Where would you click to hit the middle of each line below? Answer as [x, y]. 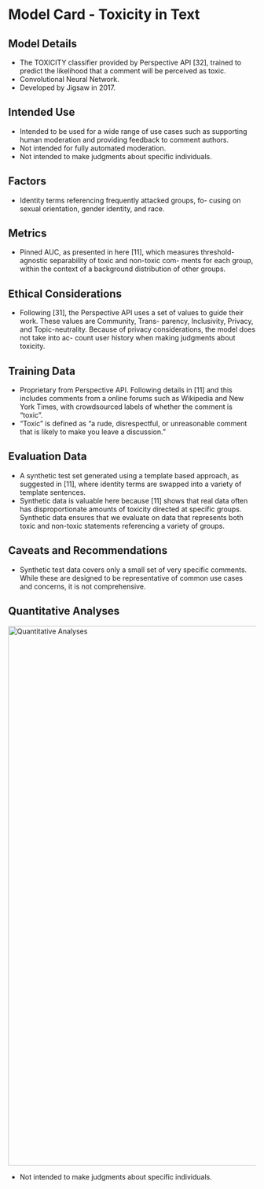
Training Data [42, 371]
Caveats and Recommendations [88, 550]
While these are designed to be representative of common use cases [131, 578]
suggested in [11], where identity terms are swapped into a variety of [130, 484]
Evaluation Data [48, 457]
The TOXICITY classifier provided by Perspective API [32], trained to [130, 62]
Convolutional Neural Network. [69, 79]
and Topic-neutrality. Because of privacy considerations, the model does [137, 329]
